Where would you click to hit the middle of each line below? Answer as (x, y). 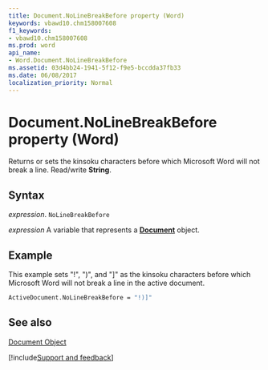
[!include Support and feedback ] (61, 357)
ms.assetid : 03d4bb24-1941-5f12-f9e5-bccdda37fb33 (95, 68)
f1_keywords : (30, 30)
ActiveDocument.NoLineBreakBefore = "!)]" (80, 298)
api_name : (25, 53)
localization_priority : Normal (61, 82)
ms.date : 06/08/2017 (43, 75)
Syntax (26, 195)
